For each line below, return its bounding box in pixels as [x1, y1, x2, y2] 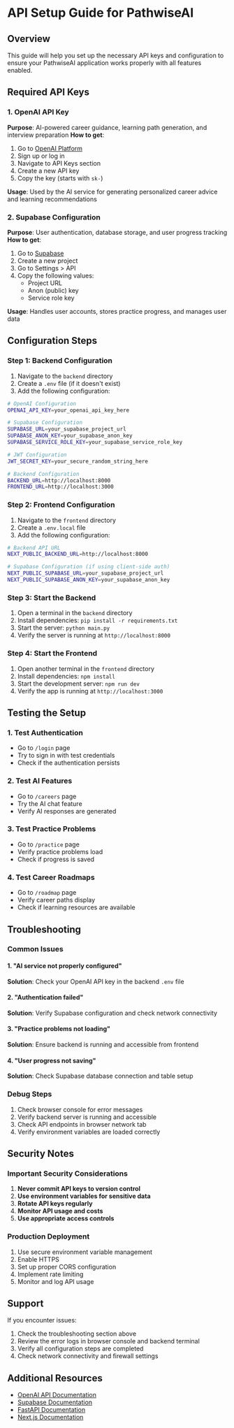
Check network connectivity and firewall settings [17, 1352, 159, 1360]
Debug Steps [7, 1089, 52, 1099]
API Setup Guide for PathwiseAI [7, 5, 194, 21]
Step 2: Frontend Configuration [7, 500, 115, 510]
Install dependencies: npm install [17, 672, 115, 680]
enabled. [7, 66, 33, 74]
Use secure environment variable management [17, 1248, 152, 1256]
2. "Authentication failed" [7, 993, 84, 1002]
